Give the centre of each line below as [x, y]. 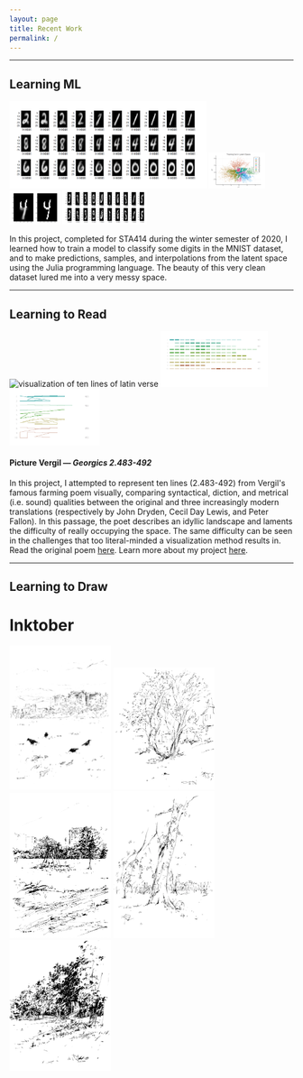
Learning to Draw [59, 587]
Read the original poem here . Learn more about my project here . [129, 549]
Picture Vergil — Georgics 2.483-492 [81, 463]
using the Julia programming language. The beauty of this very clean [138, 268]
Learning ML [46, 84]
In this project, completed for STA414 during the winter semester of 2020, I [148, 239]
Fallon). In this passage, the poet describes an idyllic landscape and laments [151, 521]
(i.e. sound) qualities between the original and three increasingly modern [144, 502]
